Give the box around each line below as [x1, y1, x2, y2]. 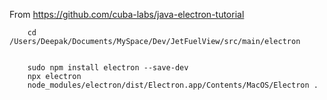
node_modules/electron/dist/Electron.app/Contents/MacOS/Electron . [27, 80, 319, 90]
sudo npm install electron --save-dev [27, 63, 189, 73]
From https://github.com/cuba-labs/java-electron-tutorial [9, 9, 245, 20]
